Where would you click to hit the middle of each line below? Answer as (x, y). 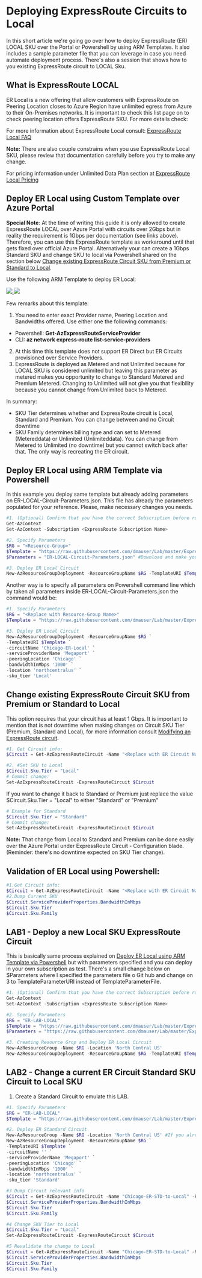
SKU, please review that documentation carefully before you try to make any (101, 155)
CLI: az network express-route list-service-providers (83, 340)
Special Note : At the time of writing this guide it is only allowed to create (96, 223)
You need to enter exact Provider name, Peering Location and (91, 315)
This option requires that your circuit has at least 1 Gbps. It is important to (97, 718)
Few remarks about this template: (47, 303)
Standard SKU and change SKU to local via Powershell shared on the (91, 255)
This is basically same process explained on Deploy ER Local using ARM (96, 956)
